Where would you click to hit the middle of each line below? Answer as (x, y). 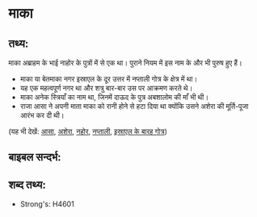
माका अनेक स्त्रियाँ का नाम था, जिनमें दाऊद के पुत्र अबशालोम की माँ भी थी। (114, 97)
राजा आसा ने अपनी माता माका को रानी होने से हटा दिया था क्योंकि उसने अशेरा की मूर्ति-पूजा (134, 106)
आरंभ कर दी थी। (42, 115)
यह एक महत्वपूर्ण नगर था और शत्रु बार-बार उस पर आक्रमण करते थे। (106, 88)
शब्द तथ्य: (27, 184)
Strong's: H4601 (47, 204)
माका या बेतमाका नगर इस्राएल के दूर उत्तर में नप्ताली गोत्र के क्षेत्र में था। (109, 79)
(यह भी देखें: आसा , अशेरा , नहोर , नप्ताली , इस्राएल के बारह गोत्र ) (88, 131)
